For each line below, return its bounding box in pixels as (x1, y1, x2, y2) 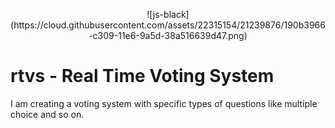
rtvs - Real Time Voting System (10, 65, 275, 88)
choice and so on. (10, 108, 85, 120)
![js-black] (146, 9, 190, 20)
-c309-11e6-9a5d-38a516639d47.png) (88, 30, 248, 41)
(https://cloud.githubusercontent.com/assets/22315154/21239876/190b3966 (10, 19, 326, 31)
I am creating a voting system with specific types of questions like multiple (10, 97, 318, 109)
